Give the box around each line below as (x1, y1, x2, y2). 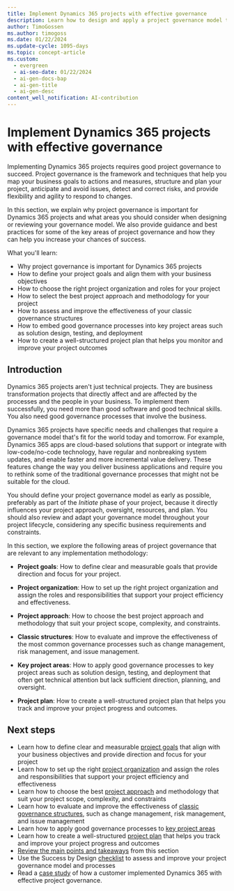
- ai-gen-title (13, 82, 58, 89)
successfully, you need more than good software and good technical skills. (7, 404, 222, 413)
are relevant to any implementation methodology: (7, 549, 148, 557)
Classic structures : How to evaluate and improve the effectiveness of (17, 632, 218, 641)
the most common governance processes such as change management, (17, 639, 226, 648)
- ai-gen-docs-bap (13, 75, 68, 82)
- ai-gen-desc (13, 88, 54, 95)
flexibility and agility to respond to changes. (7, 192, 133, 200)
